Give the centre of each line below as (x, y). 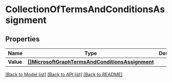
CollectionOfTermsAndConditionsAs (85, 9)
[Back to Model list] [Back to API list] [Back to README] (64, 74)
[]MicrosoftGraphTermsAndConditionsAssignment (91, 62)
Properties (23, 39)
